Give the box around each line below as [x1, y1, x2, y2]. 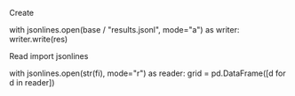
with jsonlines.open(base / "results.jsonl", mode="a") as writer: [9, 25, 240, 34]
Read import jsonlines [9, 51, 89, 61]
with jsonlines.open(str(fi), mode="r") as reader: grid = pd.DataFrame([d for [9, 68, 286, 78]
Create [9, 8, 35, 18]
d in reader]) [9, 78, 55, 87]
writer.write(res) [9, 34, 68, 44]
